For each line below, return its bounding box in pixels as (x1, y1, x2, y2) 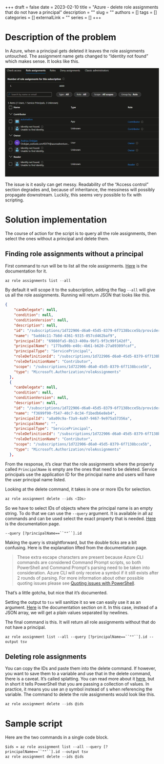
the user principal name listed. (5, 476, 66, 482)
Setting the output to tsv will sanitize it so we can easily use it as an (5, 599, 141, 605)
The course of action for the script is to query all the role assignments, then (5, 230, 157, 236)
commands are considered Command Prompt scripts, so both (17, 559, 142, 565)
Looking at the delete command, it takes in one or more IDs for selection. (5, 486, 151, 492)
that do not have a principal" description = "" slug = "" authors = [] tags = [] (5, 9, 157, 15)
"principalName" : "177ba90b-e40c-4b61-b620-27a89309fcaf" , (14, 344, 137, 348)
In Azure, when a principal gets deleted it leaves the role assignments (5, 48, 145, 53)
